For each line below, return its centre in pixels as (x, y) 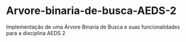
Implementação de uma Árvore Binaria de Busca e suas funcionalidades (93, 27)
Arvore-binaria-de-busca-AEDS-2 (92, 11)
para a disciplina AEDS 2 (36, 33)
